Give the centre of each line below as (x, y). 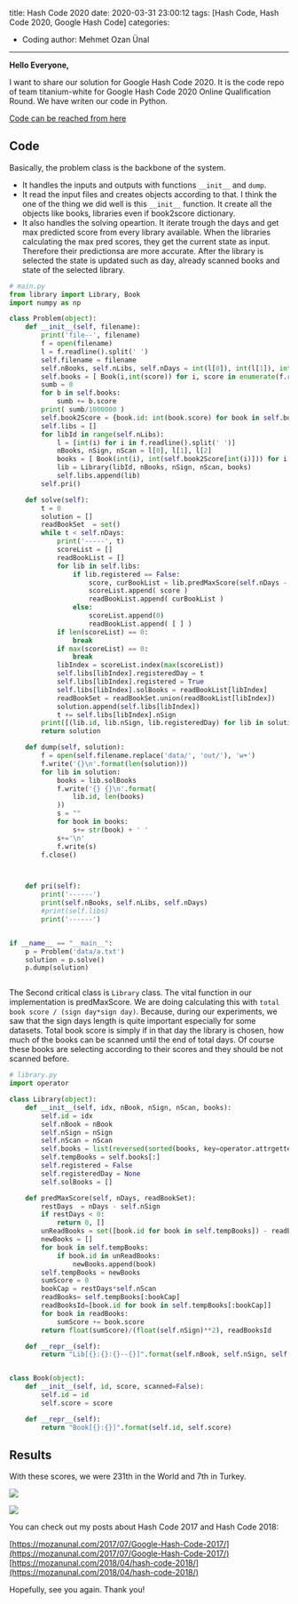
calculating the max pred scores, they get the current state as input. (146, 241)
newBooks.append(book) (114, 1264)
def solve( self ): (57, 500)
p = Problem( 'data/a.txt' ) (75, 951)
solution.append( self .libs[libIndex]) (128, 706)
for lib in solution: (81, 772)
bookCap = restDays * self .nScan (99, 1289)
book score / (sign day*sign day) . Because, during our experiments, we (143, 1011)
